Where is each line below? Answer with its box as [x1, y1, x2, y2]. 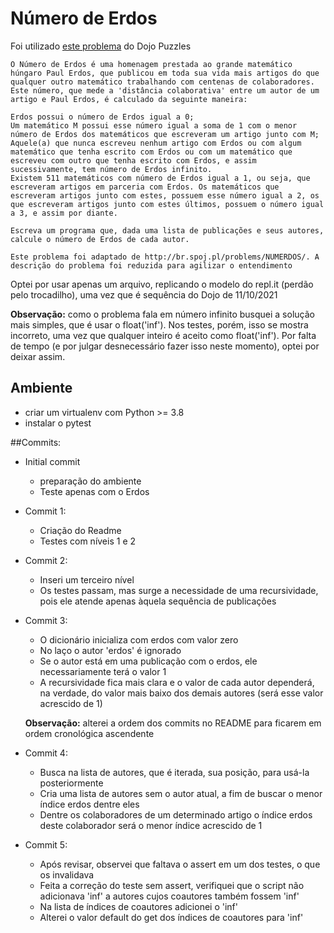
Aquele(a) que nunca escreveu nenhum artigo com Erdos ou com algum [10, 138, 302, 148]
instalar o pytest [24, 417, 92, 429]
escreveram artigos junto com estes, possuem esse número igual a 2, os [10, 190, 320, 201]
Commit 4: [24, 747, 68, 759]
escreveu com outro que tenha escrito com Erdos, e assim [10, 155, 257, 166]
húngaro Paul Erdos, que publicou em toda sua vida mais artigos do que [10, 68, 320, 78]
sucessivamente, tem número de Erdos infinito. [10, 164, 213, 174]
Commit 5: [24, 838, 68, 851]
